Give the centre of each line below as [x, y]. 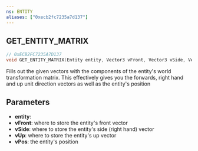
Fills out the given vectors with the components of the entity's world [89, 71]
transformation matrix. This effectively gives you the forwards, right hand [95, 78]
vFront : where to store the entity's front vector [71, 123]
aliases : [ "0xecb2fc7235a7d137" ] [47, 17]
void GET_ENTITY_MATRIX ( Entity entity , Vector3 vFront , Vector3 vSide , [96, 60]
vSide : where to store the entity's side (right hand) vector [84, 129]
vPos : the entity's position [46, 142]
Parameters [28, 102]
